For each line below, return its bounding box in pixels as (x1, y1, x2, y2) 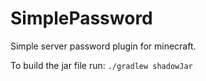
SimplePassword (10, 7, 153, 30)
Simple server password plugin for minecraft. (10, 40, 197, 52)
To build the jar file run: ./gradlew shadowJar (10, 59, 193, 71)
